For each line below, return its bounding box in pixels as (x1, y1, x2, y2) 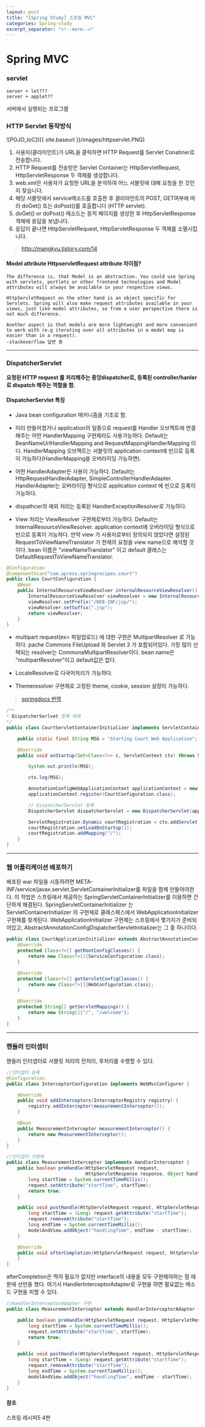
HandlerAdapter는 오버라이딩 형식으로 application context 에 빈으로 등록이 (15, 481, 196, 489)
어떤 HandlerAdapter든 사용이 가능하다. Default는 (15, 467, 135, 475)
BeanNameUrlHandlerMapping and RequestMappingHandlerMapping (15, 439, 190, 447)
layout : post (6, 9, 40, 15)
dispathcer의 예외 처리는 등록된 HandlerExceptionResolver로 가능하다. (15, 502, 187, 510)
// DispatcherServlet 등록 (28, 802, 95, 808)
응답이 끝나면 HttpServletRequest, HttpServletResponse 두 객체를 (15, 225, 177, 232)
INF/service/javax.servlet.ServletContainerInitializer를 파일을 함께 (6, 886, 169, 893)
